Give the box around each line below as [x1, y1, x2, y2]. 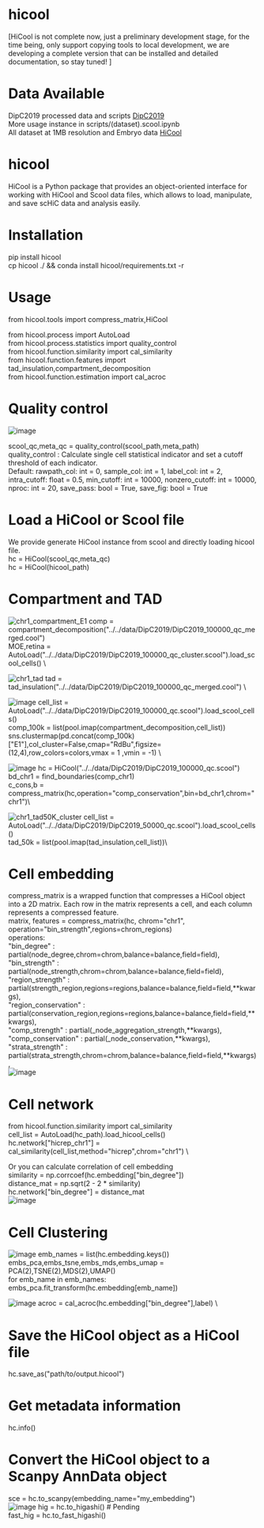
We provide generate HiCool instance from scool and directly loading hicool [8, 537, 255, 547]
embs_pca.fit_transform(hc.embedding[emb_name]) [8, 1283, 179, 1293]
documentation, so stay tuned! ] [8, 57, 112, 66]
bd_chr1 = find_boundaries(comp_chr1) [8, 772, 135, 781]
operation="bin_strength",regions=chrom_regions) [8, 924, 172, 935]
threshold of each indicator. [8, 457, 98, 468]
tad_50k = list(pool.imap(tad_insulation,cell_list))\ [8, 837, 168, 847]
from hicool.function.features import [8, 355, 126, 365]
